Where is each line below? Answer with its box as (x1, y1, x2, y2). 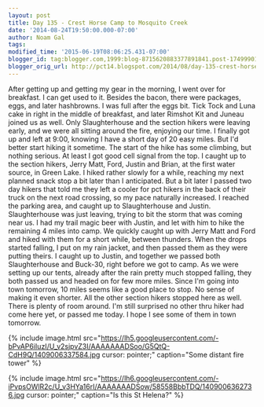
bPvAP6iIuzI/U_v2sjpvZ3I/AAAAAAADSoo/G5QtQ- (8, 341, 170, 350)
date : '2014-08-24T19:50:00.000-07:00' (8, 26, 139, 34)
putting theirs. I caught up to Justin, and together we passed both (8, 251, 221, 260)
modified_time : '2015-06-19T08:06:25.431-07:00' (8, 48, 170, 56)
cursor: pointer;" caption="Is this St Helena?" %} (26, 390, 185, 399)
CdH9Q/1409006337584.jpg (8, 350, 101, 359)
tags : (8, 41, 26, 49)
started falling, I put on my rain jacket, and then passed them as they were (8, 243, 248, 252)
